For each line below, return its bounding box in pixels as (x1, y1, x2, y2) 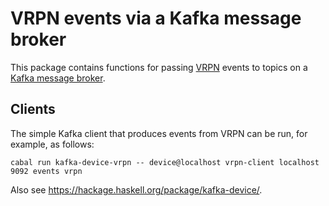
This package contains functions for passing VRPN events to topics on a (10, 61, 308, 73)
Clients (10, 101, 56, 118)
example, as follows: (10, 138, 95, 150)
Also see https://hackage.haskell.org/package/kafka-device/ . (10, 183, 263, 196)
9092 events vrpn (10, 166, 83, 176)
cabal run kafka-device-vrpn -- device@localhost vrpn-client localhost (10, 157, 320, 167)
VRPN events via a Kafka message (10, 7, 302, 30)
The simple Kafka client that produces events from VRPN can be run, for (10, 127, 308, 139)
